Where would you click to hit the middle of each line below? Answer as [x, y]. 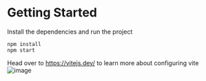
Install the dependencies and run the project [70, 32]
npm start [21, 50]
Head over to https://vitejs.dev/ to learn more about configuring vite [103, 62]
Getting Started [52, 13]
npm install [24, 44]
